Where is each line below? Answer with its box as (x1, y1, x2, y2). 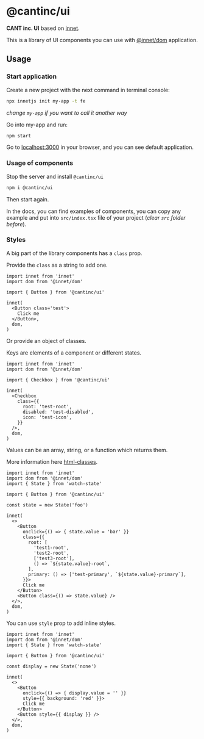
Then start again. (6, 195, 49, 203)
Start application (6, 72, 57, 81)
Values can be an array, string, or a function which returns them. (6, 446, 168, 453)
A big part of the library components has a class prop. (6, 249, 142, 257)
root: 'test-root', (22, 403, 72, 409)
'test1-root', (33, 544, 69, 550)
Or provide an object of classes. (6, 337, 86, 344)
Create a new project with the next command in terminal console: (6, 86, 170, 93)
